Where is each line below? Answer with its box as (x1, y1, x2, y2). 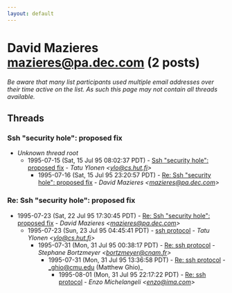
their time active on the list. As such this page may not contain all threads (7, 85, 218, 94)
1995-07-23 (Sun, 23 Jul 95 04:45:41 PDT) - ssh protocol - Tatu (27, 226, 210, 234)
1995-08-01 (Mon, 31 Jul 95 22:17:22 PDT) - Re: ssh (58, 270, 206, 278)
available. (7, 92, 36, 100)
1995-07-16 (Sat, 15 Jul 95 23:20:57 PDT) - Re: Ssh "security (37, 171, 211, 179)
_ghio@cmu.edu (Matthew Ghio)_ (48, 263, 143, 271)
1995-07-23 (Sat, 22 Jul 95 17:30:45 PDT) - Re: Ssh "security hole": (17, 211, 211, 220)
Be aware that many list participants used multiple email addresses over (7, 78, 215, 86)
